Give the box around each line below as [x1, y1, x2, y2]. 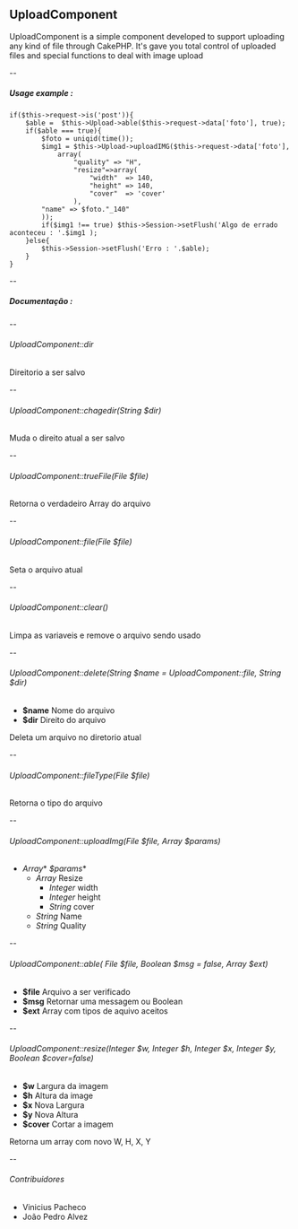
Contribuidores [9, 1174, 65, 1185]
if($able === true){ [25, 126, 102, 135]
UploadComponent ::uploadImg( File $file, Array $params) [9, 835, 221, 846]
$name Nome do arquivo [21, 704, 115, 716]
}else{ [25, 236, 50, 245]
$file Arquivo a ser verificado [21, 986, 132, 997]
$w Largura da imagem [21, 1080, 109, 1091]
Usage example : [9, 88, 73, 99]
